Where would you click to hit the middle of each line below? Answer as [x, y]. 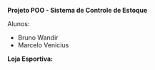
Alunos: [19, 24]
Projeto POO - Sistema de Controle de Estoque [77, 10]
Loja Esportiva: [30, 59]
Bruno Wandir [38, 37]
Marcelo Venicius [43, 45]
